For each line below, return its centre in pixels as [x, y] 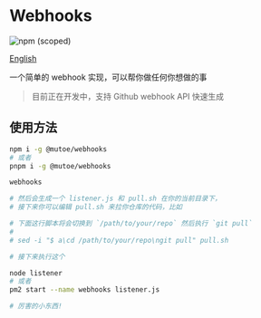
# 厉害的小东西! [36, 306]
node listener [36, 273]
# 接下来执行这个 [37, 256]
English [23, 58]
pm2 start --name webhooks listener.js [85, 290]
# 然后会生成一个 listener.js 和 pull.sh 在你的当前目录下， [116, 199]
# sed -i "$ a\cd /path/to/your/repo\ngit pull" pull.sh [119, 240]
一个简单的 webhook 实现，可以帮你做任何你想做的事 [108, 77]
